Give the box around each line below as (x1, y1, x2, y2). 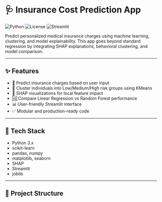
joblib (12, 171, 23, 176)
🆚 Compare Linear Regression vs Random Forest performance (12, 95, 137, 101)
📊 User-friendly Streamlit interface (12, 101, 82, 107)
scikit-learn (12, 145, 35, 151)
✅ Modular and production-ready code (12, 108, 90, 114)
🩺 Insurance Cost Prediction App (5, 4, 141, 16)
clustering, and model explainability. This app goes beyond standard (5, 38, 141, 44)
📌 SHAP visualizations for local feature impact (12, 90, 104, 96)
